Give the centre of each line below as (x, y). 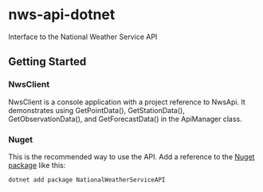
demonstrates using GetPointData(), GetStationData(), (96, 110)
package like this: (37, 165)
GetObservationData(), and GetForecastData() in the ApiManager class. (126, 119)
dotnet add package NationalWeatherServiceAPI (87, 180)
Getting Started (47, 62)
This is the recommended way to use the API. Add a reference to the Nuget (131, 156)
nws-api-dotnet (62, 15)
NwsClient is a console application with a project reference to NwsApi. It (127, 102)
